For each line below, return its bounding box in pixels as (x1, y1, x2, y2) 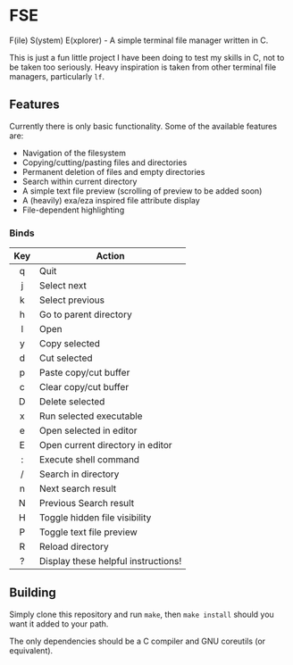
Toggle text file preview (38, 526, 138, 538)
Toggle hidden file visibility (38, 511, 152, 524)
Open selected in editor (38, 425, 138, 437)
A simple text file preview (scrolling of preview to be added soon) (21, 185, 263, 196)
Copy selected (38, 337, 101, 350)
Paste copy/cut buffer (38, 367, 130, 379)
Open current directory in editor (38, 439, 172, 452)
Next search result (38, 483, 117, 495)
